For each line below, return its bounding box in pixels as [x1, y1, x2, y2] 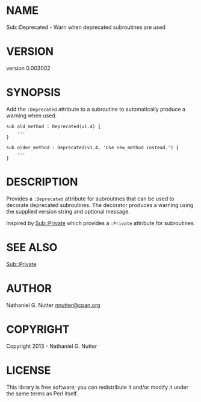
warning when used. [6, 112, 57, 119]
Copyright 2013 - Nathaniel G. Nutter [6, 342, 97, 350]
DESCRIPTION [6, 175, 78, 188]
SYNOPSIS [6, 85, 61, 99]
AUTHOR [6, 281, 52, 295]
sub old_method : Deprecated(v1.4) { [6, 123, 101, 129]
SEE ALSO [6, 240, 58, 254]
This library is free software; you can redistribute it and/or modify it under [6, 383, 189, 391]
